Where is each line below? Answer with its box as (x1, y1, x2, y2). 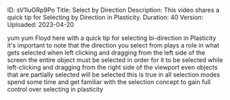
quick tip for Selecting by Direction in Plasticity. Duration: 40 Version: (7, 13, 204, 21)
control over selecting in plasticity (7, 86, 104, 93)
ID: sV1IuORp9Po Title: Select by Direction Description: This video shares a (7, 6, 220, 14)
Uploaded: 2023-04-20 (7, 21, 75, 28)
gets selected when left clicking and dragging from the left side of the (7, 48, 206, 57)
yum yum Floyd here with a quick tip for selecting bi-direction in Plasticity (7, 34, 216, 42)
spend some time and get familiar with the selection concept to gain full (7, 78, 211, 86)
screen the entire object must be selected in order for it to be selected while (7, 56, 223, 64)
